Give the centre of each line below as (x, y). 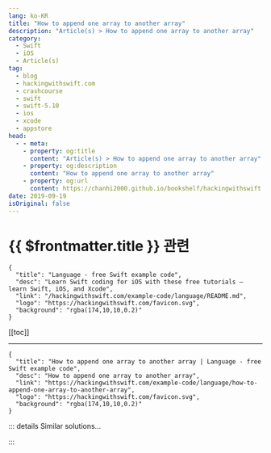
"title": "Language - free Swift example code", (99, 275)
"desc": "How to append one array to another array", (108, 376)
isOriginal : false (39, 203)
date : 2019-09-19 (38, 196)
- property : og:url (56, 181)
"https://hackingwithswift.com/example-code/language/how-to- (151, 383)
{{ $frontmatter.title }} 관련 (99, 246)
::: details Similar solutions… (55, 426)
